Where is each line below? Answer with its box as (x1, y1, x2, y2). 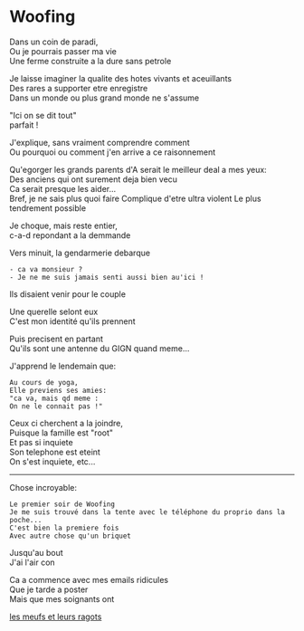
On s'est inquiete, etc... (9, 455, 96, 467)
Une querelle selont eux (9, 306, 99, 317)
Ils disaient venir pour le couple (9, 288, 127, 300)
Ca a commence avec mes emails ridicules (9, 574, 169, 585)
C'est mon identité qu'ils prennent (9, 315, 136, 327)
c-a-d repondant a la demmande (9, 229, 131, 241)
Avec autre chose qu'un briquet (9, 531, 131, 540)
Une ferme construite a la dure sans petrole (9, 55, 172, 66)
